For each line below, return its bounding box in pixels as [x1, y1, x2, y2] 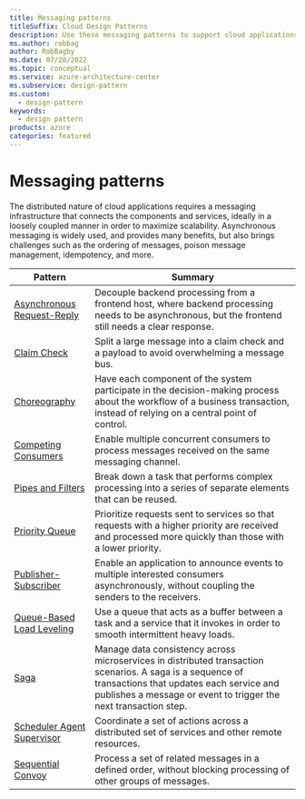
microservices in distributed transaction [94, 654, 264, 666]
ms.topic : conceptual [9, 65, 92, 74]
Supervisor [14, 731, 62, 744]
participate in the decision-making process [94, 384, 280, 396]
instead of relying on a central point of [94, 406, 257, 419]
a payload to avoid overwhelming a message [94, 346, 285, 359]
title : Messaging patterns [9, 13, 112, 23]
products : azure [9, 124, 71, 133]
